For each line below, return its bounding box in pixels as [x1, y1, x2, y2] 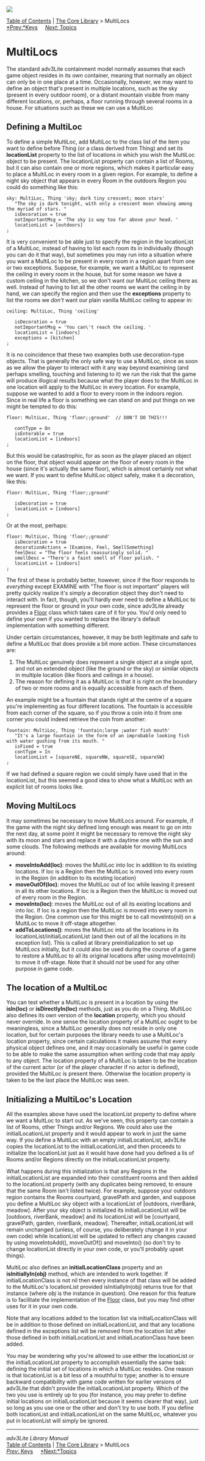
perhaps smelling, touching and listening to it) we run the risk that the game [6, 370, 196, 378]
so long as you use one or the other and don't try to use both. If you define [6, 1404, 194, 1412]
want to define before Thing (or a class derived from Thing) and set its [6, 144, 183, 152]
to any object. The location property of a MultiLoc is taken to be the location [6, 1057, 198, 1064]
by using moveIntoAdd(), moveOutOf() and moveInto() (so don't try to [6, 1239, 181, 1246]
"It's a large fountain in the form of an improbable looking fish [14, 732, 190, 738]
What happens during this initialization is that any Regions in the [6, 1167, 167, 1175]
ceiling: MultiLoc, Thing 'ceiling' [6, 308, 99, 314]
